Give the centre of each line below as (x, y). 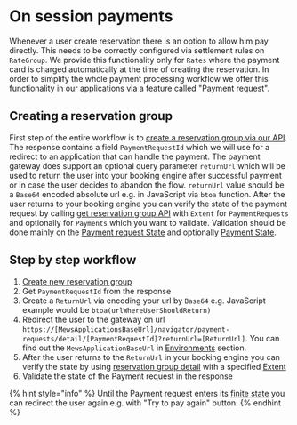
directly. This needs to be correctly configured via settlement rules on (137, 50)
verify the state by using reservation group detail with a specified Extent (154, 366)
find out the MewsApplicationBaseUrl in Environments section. (134, 348)
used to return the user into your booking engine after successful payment (146, 175)
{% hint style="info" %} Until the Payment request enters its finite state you (147, 393)
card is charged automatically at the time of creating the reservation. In (139, 69)
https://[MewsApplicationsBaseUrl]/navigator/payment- (126, 329)
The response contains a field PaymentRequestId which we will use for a (140, 147)
